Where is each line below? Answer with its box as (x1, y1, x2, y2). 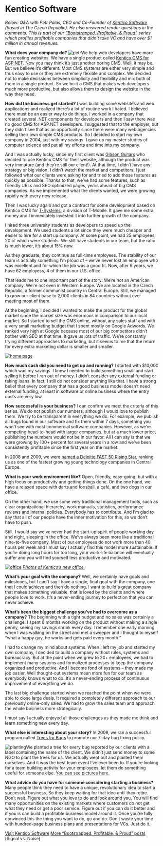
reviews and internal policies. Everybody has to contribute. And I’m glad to (5, 509, 154, 515)
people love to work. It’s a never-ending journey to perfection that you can (5, 594, 154, 600)
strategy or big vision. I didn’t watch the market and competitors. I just (5, 167, 145, 173)
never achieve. (5, 599, 35, 605)
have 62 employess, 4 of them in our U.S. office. (5, 268, 102, 273)
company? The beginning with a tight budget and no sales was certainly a (5, 614, 154, 620)
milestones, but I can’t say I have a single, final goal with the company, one (5, 578, 155, 584)
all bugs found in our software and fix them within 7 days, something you (5, 418, 151, 424)
